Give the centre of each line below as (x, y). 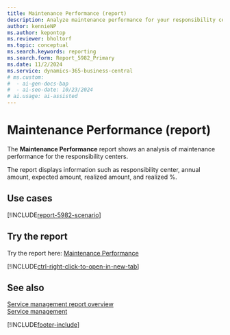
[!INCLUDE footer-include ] (43, 325)
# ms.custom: (26, 77)
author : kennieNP (32, 26)
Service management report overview (61, 304)
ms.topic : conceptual (38, 45)
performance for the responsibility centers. (68, 156)
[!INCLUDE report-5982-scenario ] (54, 215)
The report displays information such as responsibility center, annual (104, 169)
